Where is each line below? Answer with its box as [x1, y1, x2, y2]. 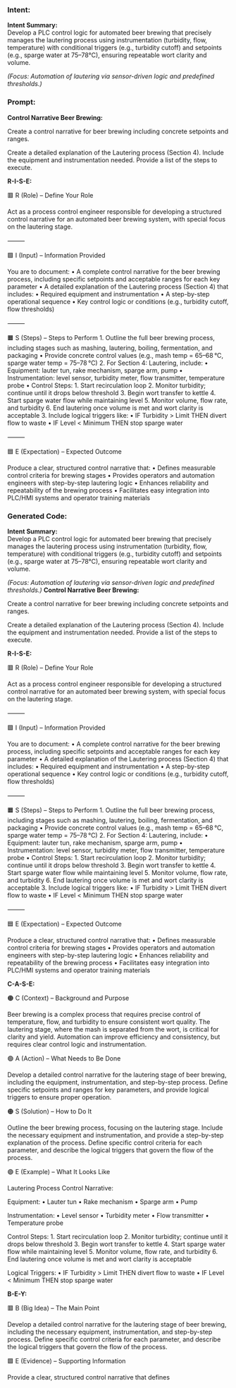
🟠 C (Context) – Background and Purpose [7, 994, 130, 1002]
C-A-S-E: [7, 979, 35, 988]
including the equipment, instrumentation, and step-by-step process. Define [7, 1078, 228, 1086]
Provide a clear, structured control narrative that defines [7, 1372, 170, 1381]
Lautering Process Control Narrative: [7, 1183, 114, 1192]
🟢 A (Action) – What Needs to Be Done [7, 1054, 121, 1063]
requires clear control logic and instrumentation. [7, 1039, 147, 1049]
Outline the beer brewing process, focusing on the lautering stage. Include [7, 1123, 223, 1132]
